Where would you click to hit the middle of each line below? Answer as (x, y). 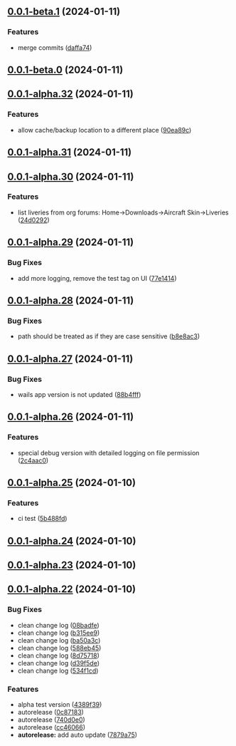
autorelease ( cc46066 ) (51, 727)
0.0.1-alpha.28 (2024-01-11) (71, 300)
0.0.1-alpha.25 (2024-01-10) (72, 483)
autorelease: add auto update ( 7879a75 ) (77, 735)
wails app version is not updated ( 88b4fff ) (79, 394)
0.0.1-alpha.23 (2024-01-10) (72, 565)
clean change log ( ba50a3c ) (59, 640)
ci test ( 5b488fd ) (42, 519)
